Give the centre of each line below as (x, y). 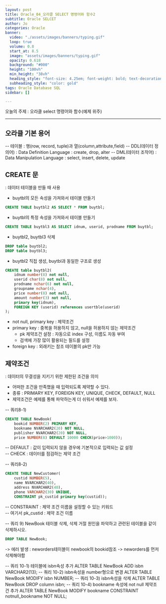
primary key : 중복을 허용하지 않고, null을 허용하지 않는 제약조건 (74, 328)
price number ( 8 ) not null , (42, 293)
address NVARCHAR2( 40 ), (39, 488)
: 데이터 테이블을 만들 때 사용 (33, 187)
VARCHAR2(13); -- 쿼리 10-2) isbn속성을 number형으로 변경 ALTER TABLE (79, 572)
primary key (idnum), (35, 302)
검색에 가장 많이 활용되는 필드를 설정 (55, 340)
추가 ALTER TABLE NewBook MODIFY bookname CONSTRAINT (74, 590)
